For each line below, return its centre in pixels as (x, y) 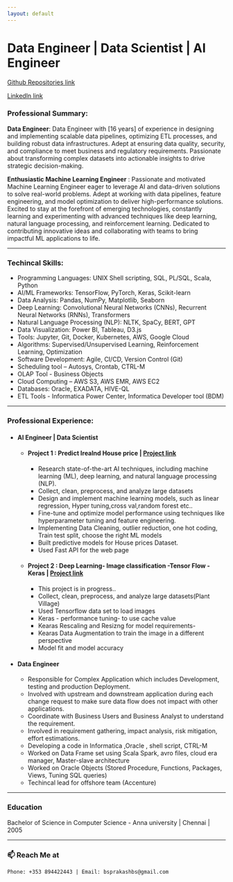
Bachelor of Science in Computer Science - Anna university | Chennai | (109, 822)
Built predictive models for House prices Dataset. (108, 543)
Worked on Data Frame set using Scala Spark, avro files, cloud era (122, 753)
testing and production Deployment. (79, 687)
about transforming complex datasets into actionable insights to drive (106, 158)
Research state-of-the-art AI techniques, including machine (123, 468)
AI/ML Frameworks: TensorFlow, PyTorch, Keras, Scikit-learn (104, 293)
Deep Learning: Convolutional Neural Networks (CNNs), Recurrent (112, 307)
